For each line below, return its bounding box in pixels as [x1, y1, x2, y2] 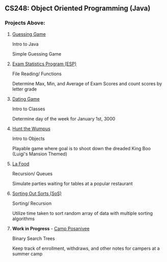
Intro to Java [12, 41, 39, 47]
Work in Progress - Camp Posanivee [12, 225, 90, 231]
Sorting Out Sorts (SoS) [12, 190, 62, 196]
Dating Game [12, 96, 40, 102]
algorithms [12, 216, 35, 222]
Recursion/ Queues [12, 171, 53, 177]
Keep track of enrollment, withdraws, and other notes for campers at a [12, 245, 160, 251]
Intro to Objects [12, 135, 45, 141]
